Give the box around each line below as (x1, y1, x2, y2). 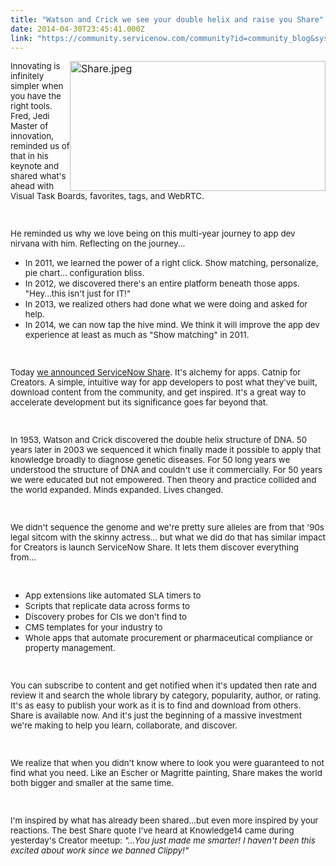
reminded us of (10, 141, 70, 152)
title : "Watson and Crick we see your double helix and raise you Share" (10, 14, 325, 25)
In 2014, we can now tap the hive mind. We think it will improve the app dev (24, 319, 320, 331)
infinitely (10, 71, 45, 82)
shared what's (10, 171, 67, 182)
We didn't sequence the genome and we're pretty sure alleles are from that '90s (10, 522, 325, 533)
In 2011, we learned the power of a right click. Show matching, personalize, (24, 257, 319, 269)
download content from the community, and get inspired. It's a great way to (10, 387, 307, 398)
